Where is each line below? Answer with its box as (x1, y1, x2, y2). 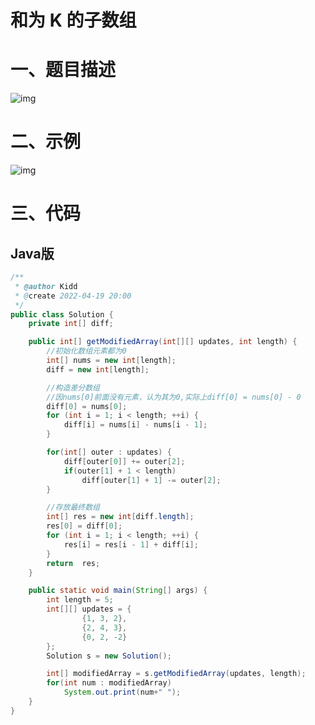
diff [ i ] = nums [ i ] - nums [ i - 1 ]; (63, 420, 208, 430)
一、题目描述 (10, 59, 117, 81)
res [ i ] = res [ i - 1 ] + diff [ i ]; (63, 539, 199, 550)
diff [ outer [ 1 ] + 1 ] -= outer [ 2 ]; (81, 475, 222, 485)
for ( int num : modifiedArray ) (46, 678, 172, 688)
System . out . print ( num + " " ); (63, 687, 182, 698)
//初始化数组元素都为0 (46, 346, 127, 356)
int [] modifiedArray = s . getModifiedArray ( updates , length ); (46, 669, 307, 679)
